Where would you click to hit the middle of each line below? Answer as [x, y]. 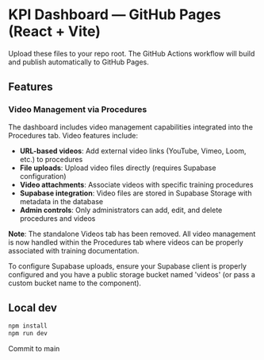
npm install [28, 326]
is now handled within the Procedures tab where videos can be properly [126, 242]
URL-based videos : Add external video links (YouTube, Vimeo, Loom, [133, 151]
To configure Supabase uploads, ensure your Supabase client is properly [128, 266]
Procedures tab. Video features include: [73, 135]
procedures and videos [57, 218]
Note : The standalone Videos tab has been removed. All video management [132, 234]
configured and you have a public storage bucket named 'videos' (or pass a [132, 274]
